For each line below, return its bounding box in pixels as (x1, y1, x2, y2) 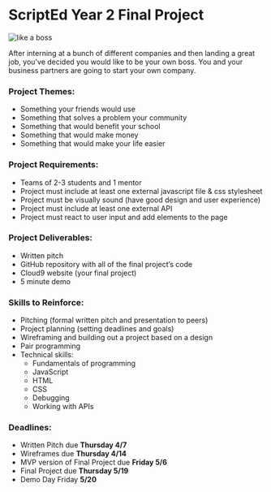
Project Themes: (8, 85, 75, 97)
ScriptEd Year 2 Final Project (8, 6, 204, 24)
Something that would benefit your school (19, 122, 161, 132)
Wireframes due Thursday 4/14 (19, 449, 127, 459)
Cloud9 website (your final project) (19, 268, 137, 278)
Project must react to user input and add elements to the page (19, 212, 229, 222)
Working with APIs (32, 402, 94, 412)
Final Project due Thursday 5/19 (19, 466, 129, 476)
